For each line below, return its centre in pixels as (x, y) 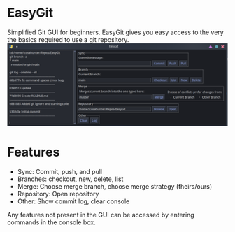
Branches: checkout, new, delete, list (70, 179)
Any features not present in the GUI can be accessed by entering (101, 215)
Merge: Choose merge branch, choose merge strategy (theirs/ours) (114, 186)
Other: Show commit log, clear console (73, 201)
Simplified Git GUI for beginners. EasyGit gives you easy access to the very (115, 32)
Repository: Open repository (58, 194)
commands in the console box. (51, 222)
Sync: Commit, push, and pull (60, 171)
